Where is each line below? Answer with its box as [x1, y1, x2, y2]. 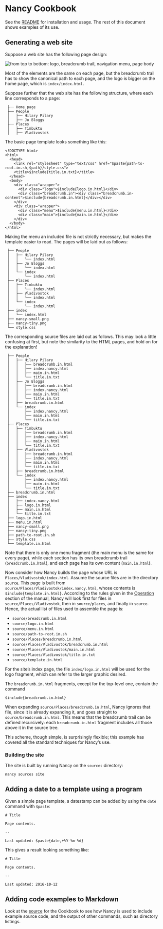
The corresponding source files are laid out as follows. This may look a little [5, 334, 157, 339]
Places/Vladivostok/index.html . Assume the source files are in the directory [5, 574, 159, 580]
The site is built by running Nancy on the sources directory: [5, 763, 123, 769]
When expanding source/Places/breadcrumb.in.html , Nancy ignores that [5, 704, 151, 710]
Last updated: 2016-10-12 [5, 882, 57, 887]
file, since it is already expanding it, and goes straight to [5, 709, 117, 715]
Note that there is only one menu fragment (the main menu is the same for [5, 550, 154, 555]
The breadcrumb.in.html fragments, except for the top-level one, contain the [5, 681, 158, 687]
